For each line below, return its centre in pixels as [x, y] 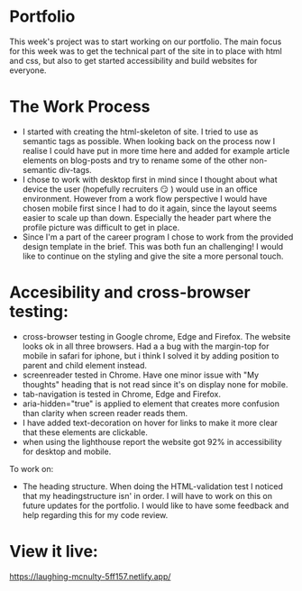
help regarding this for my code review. [95, 514]
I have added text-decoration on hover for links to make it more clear [150, 423]
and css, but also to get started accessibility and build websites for [133, 60]
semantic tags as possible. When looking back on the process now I [149, 141]
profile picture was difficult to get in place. [101, 227]
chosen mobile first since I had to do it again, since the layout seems [150, 208]
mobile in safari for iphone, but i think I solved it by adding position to [151, 355]
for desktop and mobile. [67, 451]
